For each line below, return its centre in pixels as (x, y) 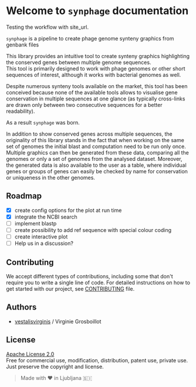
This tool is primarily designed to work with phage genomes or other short (96, 68)
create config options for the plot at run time (68, 210)
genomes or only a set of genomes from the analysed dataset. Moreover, (94, 159)
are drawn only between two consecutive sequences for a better (84, 105)
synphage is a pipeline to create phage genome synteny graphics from (90, 38)
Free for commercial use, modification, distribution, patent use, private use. (97, 360)
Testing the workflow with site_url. (48, 27)
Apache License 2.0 (30, 354)
